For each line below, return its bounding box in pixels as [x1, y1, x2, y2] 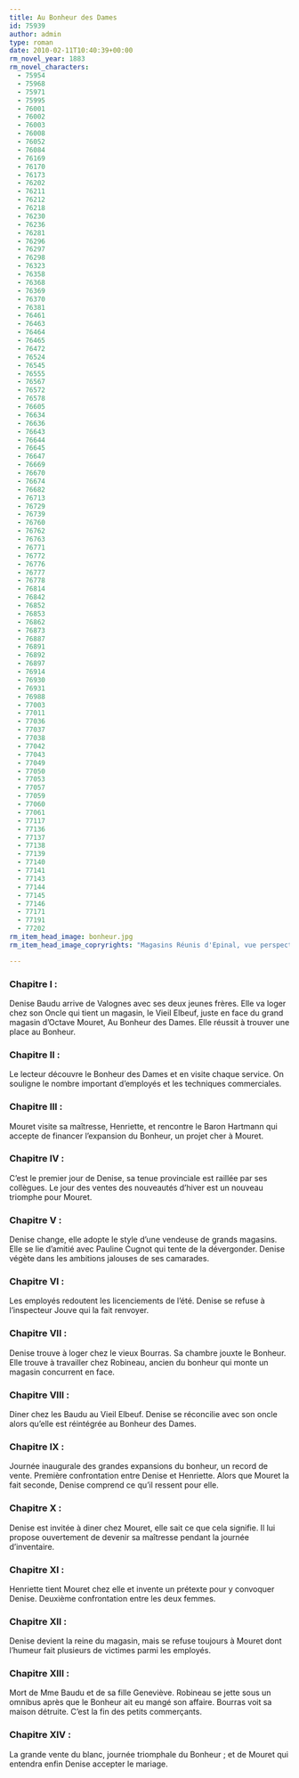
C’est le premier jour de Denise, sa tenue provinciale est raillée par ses [9, 1172, 268, 1183]
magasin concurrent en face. [9, 1366, 116, 1377]
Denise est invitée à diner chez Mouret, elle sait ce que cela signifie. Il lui [9, 1522, 276, 1533]
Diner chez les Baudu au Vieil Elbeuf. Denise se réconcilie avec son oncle [9, 1409, 278, 1419]
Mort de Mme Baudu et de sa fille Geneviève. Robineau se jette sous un [9, 1687, 271, 1698]
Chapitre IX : [9, 1440, 65, 1453]
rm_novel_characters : [9, 63, 90, 72]
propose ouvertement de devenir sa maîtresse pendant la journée [9, 1531, 249, 1542]
